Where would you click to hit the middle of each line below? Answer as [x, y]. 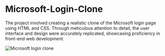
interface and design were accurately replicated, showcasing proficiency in [83, 33]
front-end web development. [35, 39]
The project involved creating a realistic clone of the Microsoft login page [81, 23]
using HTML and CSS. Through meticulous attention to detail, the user [77, 28]
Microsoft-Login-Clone [54, 9]
